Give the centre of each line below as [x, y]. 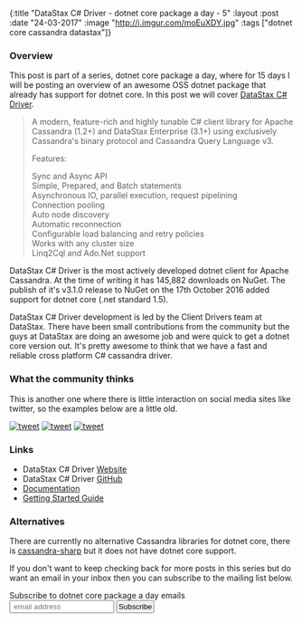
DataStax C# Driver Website [75, 469]
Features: [49, 158]
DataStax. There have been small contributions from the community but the [150, 327]
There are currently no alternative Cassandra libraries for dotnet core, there [150, 542]
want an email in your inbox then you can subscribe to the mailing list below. [151, 578]
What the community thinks [72, 379]
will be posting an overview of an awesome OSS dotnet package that [138, 85]
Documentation [51, 488]
